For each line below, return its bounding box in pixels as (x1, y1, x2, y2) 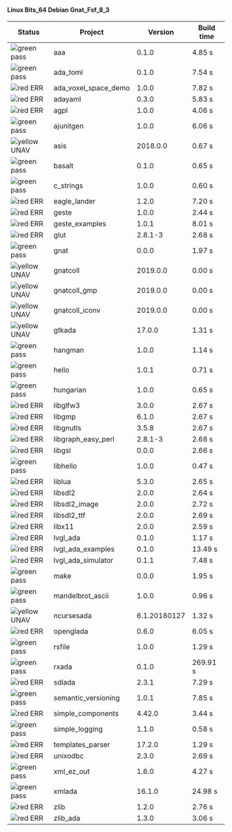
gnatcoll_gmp (53, 286, 98, 296)
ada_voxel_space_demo (53, 83, 130, 93)
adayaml (53, 94, 81, 104)
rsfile (53, 642, 70, 652)
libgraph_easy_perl (53, 435, 115, 444)
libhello (53, 461, 77, 471)
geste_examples (53, 219, 106, 228)
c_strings (53, 181, 84, 190)
